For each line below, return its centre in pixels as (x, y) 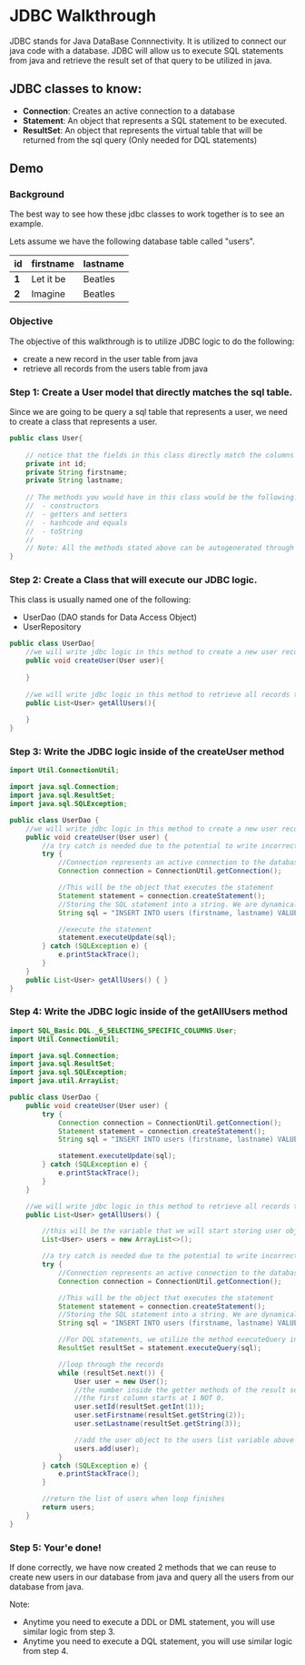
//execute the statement (105, 929)
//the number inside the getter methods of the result (180, 1390)
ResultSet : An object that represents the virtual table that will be (143, 130)
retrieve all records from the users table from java (115, 368)
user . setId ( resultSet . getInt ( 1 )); (139, 1407)
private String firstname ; (77, 472)
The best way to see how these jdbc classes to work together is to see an (147, 214)
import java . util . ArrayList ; (64, 1081)
